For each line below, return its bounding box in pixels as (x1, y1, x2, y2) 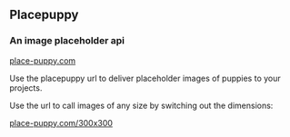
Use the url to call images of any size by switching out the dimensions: (9, 100, 274, 111)
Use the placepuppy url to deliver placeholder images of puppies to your (9, 73, 282, 83)
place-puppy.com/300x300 (9, 117, 114, 128)
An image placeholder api (9, 34, 125, 47)
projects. (9, 82, 43, 93)
